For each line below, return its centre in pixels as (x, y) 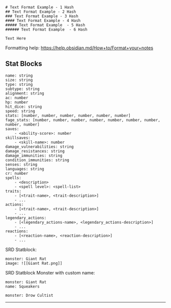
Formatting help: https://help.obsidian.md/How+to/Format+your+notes (79, 48)
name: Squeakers (22, 286)
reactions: (17, 231)
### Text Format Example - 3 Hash (42, 16)
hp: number (17, 102)
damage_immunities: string (34, 156)
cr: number (17, 173)
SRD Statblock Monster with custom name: (50, 272)
